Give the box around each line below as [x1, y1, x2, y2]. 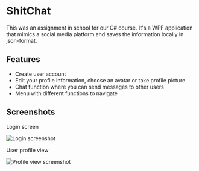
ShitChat [6, 4, 51, 18]
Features [6, 54, 40, 64]
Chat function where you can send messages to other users [14, 83, 164, 90]
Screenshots [6, 107, 55, 117]
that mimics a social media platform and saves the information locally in [6, 30, 184, 37]
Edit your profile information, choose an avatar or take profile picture [14, 76, 186, 84]
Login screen [6, 123, 39, 130]
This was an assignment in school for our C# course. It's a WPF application [6, 24, 193, 31]
